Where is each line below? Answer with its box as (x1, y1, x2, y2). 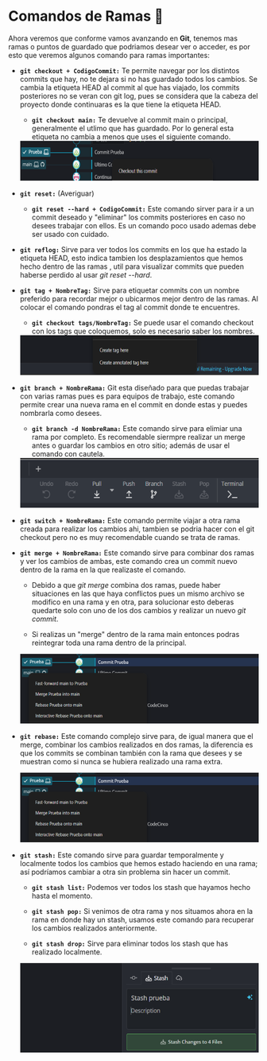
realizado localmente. (31, 946, 103, 957)
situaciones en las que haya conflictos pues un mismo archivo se (31, 589, 245, 598)
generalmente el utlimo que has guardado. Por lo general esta (31, 123, 234, 133)
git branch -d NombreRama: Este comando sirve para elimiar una (31, 423, 242, 433)
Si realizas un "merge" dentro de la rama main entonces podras (31, 629, 240, 639)
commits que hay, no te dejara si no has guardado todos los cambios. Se (19, 74, 258, 84)
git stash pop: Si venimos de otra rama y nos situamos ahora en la (31, 906, 253, 915)
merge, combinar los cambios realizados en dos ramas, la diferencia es (19, 740, 253, 749)
